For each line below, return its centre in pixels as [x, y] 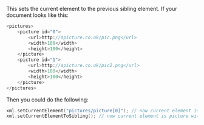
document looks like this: [37, 15]
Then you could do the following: [48, 100]
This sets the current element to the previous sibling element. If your [92, 9]
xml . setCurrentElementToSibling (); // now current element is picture [97, 116]
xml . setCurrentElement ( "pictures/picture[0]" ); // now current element [99, 111]
